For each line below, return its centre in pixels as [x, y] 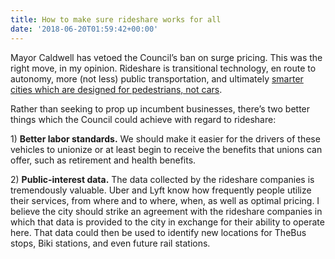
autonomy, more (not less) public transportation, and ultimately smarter [157, 78]
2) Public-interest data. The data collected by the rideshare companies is [162, 179]
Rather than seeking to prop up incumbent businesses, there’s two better [160, 108]
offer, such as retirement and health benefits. [103, 160]
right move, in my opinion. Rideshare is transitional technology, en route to [163, 68]
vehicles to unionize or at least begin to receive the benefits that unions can [166, 149]
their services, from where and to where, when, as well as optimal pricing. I [165, 200]
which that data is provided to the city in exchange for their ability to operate [167, 222]
